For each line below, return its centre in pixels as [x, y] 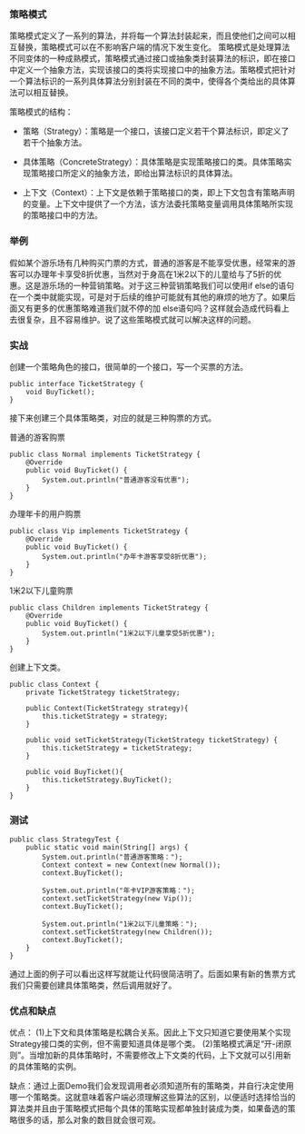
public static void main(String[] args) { [107, 848]
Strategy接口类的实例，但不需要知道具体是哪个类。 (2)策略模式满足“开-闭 [147, 1044]
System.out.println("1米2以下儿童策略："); [120, 924]
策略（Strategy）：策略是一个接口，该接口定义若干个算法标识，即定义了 [156, 131]
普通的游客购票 [37, 437]
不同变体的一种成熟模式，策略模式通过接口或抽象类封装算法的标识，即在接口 [152, 59]
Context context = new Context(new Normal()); [132, 865]
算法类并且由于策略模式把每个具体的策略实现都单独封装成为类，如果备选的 [148, 1109]
